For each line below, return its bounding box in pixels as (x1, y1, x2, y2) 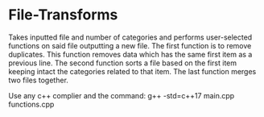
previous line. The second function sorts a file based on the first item (8, 58, 237, 68)
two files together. (8, 75, 68, 85)
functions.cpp (8, 99, 55, 109)
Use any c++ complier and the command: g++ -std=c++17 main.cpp (8, 90, 235, 100)
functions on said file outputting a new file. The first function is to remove (8, 40, 252, 50)
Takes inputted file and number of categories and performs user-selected (8, 32, 253, 42)
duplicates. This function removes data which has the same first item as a (8, 49, 253, 59)
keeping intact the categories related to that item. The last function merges (8, 66, 257, 76)
